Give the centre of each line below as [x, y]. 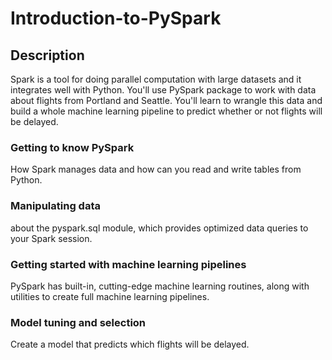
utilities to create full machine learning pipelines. [110, 296]
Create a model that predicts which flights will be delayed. [130, 344]
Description [47, 55]
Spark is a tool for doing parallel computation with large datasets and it [156, 79]
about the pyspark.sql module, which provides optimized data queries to [159, 228]
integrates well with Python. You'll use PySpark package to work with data [163, 90]
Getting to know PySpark [72, 147]
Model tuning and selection [78, 322]
